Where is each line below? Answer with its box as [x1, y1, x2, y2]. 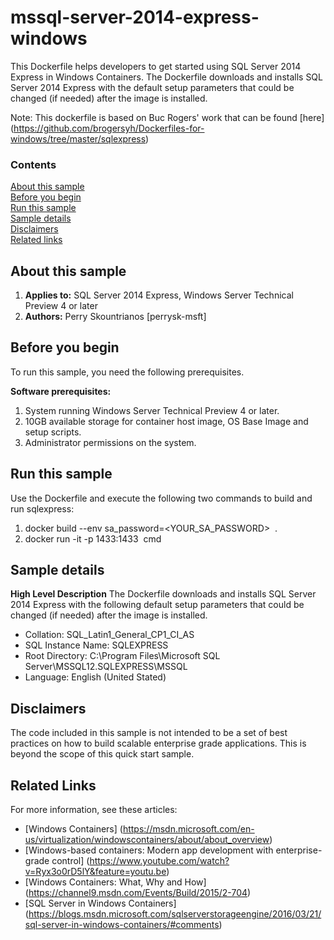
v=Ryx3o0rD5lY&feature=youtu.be [24, 866, 167, 878]
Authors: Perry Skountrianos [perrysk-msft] [24, 311, 207, 323]
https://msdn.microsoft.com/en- [122, 823, 255, 835]
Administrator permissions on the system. [24, 436, 197, 448]
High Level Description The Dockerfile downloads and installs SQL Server [10, 588, 317, 600]
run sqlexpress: [10, 502, 75, 515]
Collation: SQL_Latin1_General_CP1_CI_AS [24, 629, 195, 641]
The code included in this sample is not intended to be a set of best [10, 727, 288, 739]
